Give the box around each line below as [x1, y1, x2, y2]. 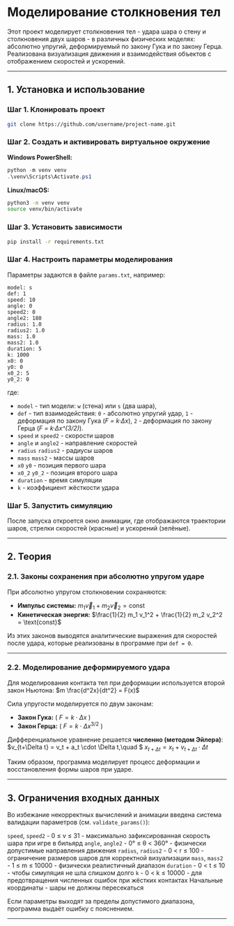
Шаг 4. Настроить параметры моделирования [7, 254, 173, 264]
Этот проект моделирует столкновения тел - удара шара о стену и [7, 27, 207, 36]
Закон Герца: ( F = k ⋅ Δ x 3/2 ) [17, 721, 103, 730]
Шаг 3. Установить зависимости [7, 222, 123, 232]
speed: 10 [7, 296, 36, 303]
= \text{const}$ [17, 618, 61, 626]
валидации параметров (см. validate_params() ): [7, 818, 150, 827]
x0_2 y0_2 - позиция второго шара [17, 468, 118, 477]
